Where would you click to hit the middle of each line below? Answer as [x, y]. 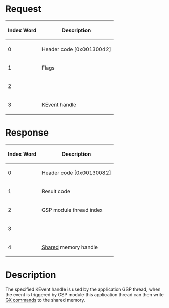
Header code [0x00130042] [76, 49]
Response [27, 133]
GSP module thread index [72, 210]
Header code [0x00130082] [76, 173]
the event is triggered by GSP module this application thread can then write [84, 294]
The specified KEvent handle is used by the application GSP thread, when [83, 289]
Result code [56, 191]
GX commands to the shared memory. [45, 300]
